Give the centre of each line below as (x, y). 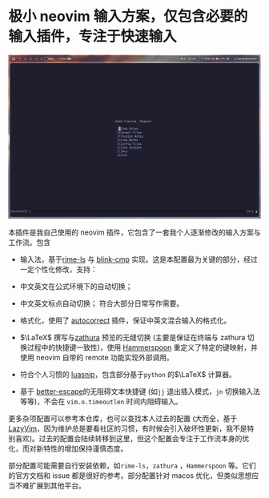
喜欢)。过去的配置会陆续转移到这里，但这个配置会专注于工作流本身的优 (132, 439)
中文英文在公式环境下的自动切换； (76, 287)
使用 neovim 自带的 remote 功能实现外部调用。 (97, 358)
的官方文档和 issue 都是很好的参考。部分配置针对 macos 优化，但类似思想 (130, 476)
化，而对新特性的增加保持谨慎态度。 (68, 448)
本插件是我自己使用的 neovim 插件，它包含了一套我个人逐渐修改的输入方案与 (134, 232)
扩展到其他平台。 (57, 486)
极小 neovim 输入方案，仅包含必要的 (128, 16)
